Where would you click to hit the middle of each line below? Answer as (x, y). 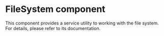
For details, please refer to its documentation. (53, 28)
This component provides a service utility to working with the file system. (82, 23)
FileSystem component (55, 9)
